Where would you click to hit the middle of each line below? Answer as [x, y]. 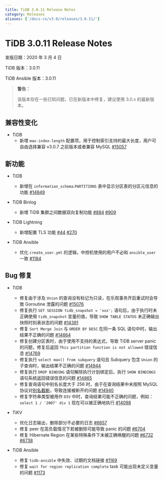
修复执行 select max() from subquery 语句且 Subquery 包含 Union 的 [89, 359]
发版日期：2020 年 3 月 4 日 [34, 58]
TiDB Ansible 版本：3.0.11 [31, 78]
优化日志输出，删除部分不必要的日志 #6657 [63, 422]
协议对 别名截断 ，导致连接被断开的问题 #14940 [67, 390]
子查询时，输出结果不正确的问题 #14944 [60, 366]
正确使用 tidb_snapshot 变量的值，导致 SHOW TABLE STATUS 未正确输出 [89, 316]
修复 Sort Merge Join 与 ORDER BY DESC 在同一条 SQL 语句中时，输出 [88, 329]
